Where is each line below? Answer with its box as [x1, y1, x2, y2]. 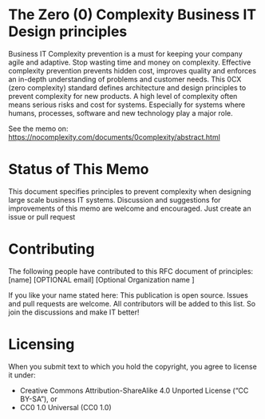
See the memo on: [8, 124, 69, 133]
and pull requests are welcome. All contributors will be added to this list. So [8, 298, 256, 308]
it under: [8, 370, 36, 380]
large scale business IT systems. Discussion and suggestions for [8, 195, 221, 204]
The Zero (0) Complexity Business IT [8, 6, 257, 24]
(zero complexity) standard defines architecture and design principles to [8, 82, 247, 93]
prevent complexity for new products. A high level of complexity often [8, 91, 238, 101]
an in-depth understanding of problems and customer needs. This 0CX [8, 74, 242, 84]
